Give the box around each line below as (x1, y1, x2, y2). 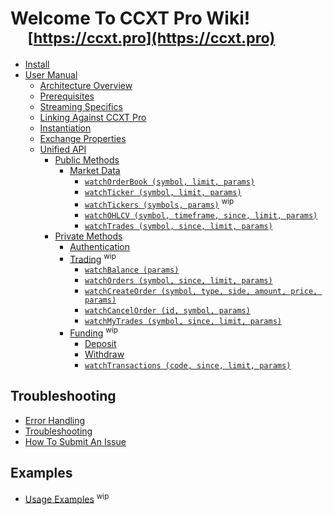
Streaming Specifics (39, 100, 123, 112)
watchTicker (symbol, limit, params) (84, 187, 242, 197)
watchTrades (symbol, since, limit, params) (84, 221, 273, 231)
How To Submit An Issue (24, 435, 127, 447)
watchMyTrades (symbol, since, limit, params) (84, 317, 282, 327)
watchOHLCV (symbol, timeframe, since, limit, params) (84, 210, 318, 221)
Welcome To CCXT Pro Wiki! (10, 7, 251, 30)
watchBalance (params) (84, 265, 180, 276)
